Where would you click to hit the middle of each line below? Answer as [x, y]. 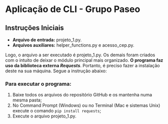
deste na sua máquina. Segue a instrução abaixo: [56, 71]
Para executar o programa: [38, 84]
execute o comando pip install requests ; [57, 111]
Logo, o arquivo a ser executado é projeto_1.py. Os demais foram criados [80, 55]
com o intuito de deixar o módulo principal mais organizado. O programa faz [84, 60]
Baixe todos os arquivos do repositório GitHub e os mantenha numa [82, 95]
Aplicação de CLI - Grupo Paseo [73, 9]
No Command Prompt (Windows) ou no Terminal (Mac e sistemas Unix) [86, 105]
